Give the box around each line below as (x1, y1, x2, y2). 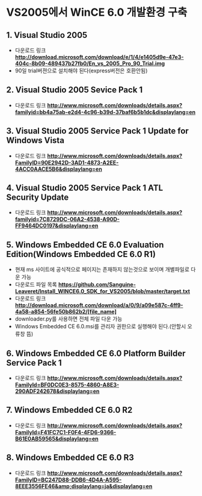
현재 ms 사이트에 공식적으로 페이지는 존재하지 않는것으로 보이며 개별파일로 (14, 266, 190, 273)
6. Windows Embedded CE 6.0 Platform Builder (6, 348, 186, 358)
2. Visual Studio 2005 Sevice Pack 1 (6, 85, 143, 95)
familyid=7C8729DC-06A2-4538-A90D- (14, 215, 120, 223)
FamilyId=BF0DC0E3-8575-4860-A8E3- (14, 381, 119, 389)
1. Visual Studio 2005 (6, 30, 88, 40)
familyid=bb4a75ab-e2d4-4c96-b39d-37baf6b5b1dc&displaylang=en (14, 108, 196, 115)
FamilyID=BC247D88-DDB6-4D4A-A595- (14, 476, 122, 483)
